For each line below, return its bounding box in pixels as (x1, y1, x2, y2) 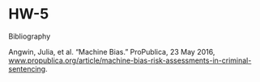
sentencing (8, 64, 46, 73)
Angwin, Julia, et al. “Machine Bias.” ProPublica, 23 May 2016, (8, 47, 215, 56)
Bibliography (8, 31, 51, 41)
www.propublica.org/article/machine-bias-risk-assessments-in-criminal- (8, 55, 252, 65)
